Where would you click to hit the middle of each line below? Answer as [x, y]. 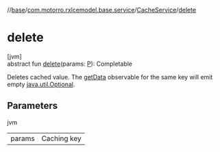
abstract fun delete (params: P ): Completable [70, 64]
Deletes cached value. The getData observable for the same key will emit [110, 77]
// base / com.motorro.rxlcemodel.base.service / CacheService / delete [102, 10]
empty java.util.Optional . [41, 84]
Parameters [32, 106]
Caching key [61, 138]
